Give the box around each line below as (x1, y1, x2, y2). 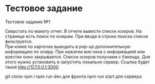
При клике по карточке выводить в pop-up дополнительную (5, 43, 131, 49)
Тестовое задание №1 (5, 19, 51, 25)
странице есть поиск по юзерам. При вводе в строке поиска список (5, 33, 149, 39)
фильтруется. (5, 38, 33, 44)
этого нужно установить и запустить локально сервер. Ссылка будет (5, 59, 150, 65)
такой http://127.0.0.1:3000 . (5, 64, 60, 70)
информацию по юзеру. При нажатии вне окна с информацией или (5, 49, 145, 55)
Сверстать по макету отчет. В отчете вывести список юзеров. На (5, 28, 142, 34)
